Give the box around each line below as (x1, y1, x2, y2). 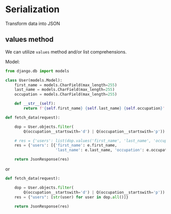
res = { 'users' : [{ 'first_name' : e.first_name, (14, 143, 117, 148)
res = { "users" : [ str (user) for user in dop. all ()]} (14, 195, 129, 200)
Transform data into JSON (5, 20, 60, 26)
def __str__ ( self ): (14, 101, 56, 106)
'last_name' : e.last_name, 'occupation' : (55, 148, 145, 153)
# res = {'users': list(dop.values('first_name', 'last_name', (14, 138, 152, 143)
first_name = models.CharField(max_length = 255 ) (14, 83, 117, 88)
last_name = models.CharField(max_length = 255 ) (14, 87, 115, 92)
